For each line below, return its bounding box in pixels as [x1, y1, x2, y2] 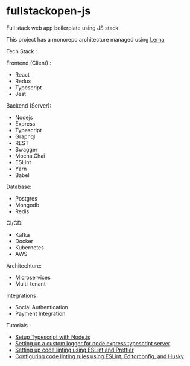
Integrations [6, 292, 36, 299]
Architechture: [6, 262, 42, 269]
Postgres [14, 194, 38, 202]
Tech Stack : [6, 47, 37, 55]
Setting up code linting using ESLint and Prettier [14, 346, 135, 353]
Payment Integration [14, 310, 66, 317]
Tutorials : [6, 321, 31, 329]
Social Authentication [14, 303, 68, 310]
